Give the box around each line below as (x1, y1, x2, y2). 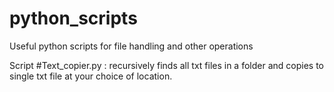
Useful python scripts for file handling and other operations (9, 40, 254, 52)
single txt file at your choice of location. (9, 70, 173, 82)
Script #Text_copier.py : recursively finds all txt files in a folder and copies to (9, 59, 324, 71)
